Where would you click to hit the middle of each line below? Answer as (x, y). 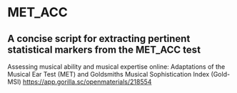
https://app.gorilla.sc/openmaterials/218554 (87, 82)
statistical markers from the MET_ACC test (104, 49)
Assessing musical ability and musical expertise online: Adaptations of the (116, 67)
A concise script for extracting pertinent (99, 39)
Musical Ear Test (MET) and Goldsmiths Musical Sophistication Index (109, 74)
